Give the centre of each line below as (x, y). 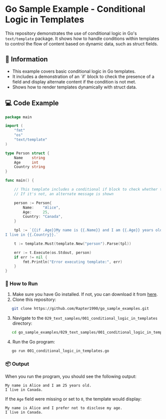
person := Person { (33, 203)
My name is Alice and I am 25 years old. (48, 386)
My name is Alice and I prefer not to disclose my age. (64, 408)
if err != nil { (31, 257)
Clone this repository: (34, 299)
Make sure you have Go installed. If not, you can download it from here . (85, 294)
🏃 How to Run (21, 284)
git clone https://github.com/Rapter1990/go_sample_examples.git (80, 309)
